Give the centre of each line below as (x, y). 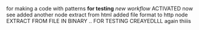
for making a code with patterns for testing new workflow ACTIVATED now (100, 9)
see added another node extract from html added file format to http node (97, 15)
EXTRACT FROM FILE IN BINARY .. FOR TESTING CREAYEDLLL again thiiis (99, 21)
